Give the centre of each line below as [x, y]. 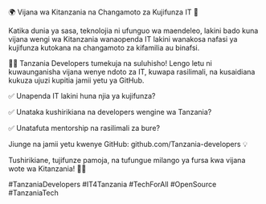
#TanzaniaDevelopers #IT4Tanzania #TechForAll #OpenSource [113, 184]
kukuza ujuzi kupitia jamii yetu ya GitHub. [76, 80]
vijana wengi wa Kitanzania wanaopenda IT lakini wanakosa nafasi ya [123, 39]
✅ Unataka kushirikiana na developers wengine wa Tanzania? [110, 112]
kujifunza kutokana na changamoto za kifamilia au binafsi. [104, 48]
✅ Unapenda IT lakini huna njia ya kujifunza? [82, 96]
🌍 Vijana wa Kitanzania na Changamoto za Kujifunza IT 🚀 [103, 12]
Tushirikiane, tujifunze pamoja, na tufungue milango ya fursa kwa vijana [127, 160]
